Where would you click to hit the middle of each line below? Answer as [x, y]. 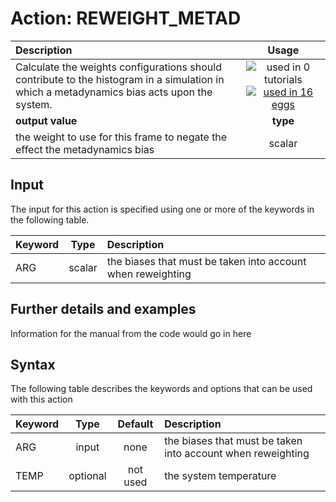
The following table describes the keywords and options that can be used [161, 389]
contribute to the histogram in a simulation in [120, 79]
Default [135, 424]
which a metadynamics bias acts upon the [114, 92]
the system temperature [220, 476]
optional [87, 476]
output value [46, 120]
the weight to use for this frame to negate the [121, 137]
